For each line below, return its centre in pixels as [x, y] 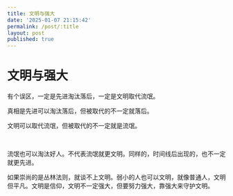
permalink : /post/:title [43, 26]
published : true [31, 39]
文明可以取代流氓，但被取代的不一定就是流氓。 [74, 126]
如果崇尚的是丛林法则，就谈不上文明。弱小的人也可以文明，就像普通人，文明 [116, 177]
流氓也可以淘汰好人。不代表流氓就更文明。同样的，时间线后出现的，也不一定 [116, 154]
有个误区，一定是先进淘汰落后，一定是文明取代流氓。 [83, 96]
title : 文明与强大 [31, 14]
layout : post [26, 33]
